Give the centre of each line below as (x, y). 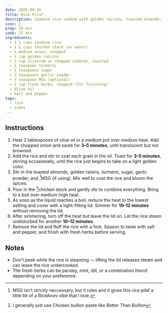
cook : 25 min (19, 33)
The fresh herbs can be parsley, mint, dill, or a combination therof (80, 270)
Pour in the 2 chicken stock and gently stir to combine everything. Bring (85, 189)
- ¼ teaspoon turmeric (33, 66)
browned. (22, 150)
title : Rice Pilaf (24, 15)
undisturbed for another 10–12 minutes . (53, 221)
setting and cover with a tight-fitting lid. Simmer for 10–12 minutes (80, 205)
